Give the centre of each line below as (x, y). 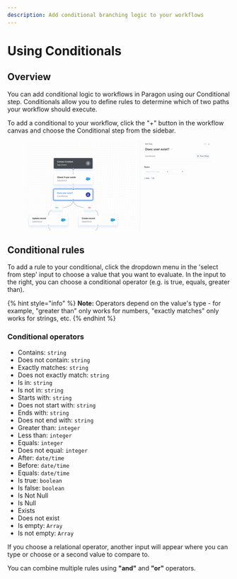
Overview (29, 77)
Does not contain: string (54, 360)
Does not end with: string (56, 420)
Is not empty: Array (46, 533)
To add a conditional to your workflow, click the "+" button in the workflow (116, 123)
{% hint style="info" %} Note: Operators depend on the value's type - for (114, 303)
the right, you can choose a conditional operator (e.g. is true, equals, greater (118, 282)
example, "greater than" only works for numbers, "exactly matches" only (113, 311)
